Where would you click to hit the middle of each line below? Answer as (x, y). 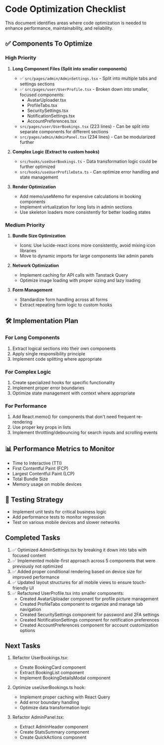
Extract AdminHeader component (54, 727)
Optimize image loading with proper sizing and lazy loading (80, 280)
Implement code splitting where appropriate (57, 359)
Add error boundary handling (49, 702)
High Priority (21, 58)
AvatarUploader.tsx (47, 100)
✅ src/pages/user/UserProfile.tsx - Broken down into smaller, (84, 89)
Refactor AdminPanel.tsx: (38, 717)
